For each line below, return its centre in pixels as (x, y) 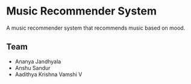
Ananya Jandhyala (38, 61)
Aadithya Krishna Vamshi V (49, 74)
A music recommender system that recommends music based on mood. (96, 28)
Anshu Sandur (33, 68)
